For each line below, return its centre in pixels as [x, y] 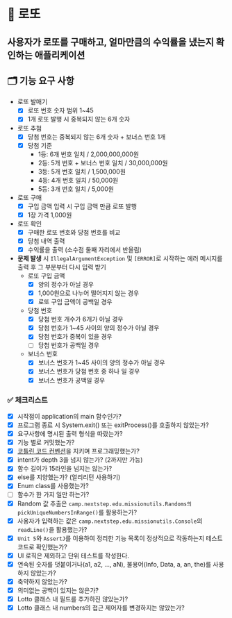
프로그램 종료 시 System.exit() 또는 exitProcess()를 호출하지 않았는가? [113, 425]
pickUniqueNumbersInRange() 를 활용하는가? [77, 512]
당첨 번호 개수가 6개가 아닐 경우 [81, 319]
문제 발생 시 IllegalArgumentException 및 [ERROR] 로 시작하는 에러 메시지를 [120, 258]
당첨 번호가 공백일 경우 [68, 345]
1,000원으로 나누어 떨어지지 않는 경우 [89, 293]
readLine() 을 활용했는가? [52, 529]
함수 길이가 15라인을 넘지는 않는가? [65, 469]
